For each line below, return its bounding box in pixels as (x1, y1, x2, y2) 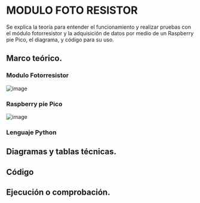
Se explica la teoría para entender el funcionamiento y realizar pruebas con (6, 23, 191, 30)
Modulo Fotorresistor (6, 71, 69, 79)
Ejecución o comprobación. (6, 187, 110, 198)
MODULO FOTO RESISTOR (6, 4, 139, 17)
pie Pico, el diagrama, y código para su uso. (6, 36, 115, 43)
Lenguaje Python (6, 128, 57, 136)
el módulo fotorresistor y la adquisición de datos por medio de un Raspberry (6, 29, 194, 36)
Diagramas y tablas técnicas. (6, 147, 116, 157)
